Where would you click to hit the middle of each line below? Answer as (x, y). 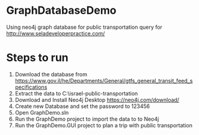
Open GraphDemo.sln (42, 112)
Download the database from (51, 74)
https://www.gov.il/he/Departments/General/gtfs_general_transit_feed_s (104, 80)
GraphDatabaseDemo (61, 10)
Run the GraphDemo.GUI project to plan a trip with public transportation (103, 125)
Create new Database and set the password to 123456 (82, 106)
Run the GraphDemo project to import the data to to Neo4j (87, 119)
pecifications (31, 87)
